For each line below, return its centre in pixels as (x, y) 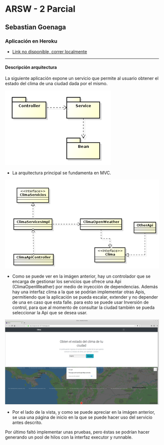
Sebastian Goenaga (36, 27)
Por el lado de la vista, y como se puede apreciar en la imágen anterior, (83, 412)
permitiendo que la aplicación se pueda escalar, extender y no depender (85, 297)
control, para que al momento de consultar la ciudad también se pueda (83, 307)
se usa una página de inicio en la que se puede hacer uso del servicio (82, 417)
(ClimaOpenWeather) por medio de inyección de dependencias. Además (85, 287)
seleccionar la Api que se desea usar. (50, 313)
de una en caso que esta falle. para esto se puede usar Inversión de (80, 303)
